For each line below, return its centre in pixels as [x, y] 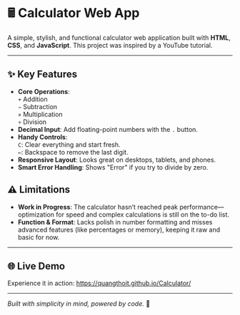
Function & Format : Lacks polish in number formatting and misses [115, 222]
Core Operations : [44, 91]
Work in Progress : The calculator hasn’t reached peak [98, 207]
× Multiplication [40, 114]
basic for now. [39, 237]
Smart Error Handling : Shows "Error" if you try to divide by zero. [113, 167]
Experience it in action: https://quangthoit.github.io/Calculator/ [99, 283]
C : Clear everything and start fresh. [69, 144]
